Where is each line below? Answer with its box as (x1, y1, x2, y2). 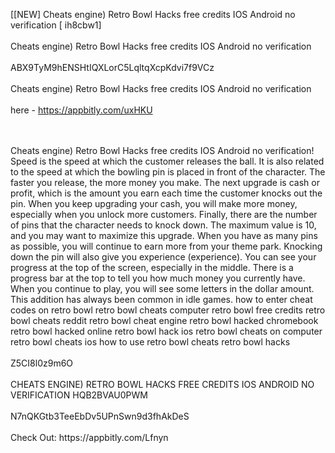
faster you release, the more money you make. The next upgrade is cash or (10, 177, 320, 188)
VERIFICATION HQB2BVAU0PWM (10, 389, 148, 401)
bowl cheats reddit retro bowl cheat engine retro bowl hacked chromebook (10, 315, 319, 326)
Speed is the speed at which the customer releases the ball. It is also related (10, 155, 325, 167)
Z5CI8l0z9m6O (10, 357, 74, 369)
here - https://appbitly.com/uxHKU (10, 104, 153, 116)
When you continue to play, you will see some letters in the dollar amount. (10, 283, 315, 294)
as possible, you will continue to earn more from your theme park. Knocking (10, 240, 323, 252)
